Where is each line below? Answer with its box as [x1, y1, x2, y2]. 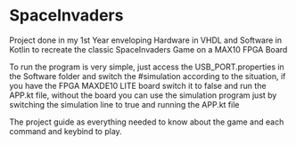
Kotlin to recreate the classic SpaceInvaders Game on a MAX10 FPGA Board [9, 44, 288, 54]
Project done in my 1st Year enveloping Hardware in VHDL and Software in [9, 35, 283, 45]
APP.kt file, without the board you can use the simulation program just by [9, 90, 277, 101]
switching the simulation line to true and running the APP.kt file [9, 99, 240, 109]
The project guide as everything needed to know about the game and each [9, 117, 284, 127]
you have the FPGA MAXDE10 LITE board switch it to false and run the [9, 80, 267, 91]
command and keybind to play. [9, 125, 122, 136]
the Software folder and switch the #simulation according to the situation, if [9, 70, 286, 81]
